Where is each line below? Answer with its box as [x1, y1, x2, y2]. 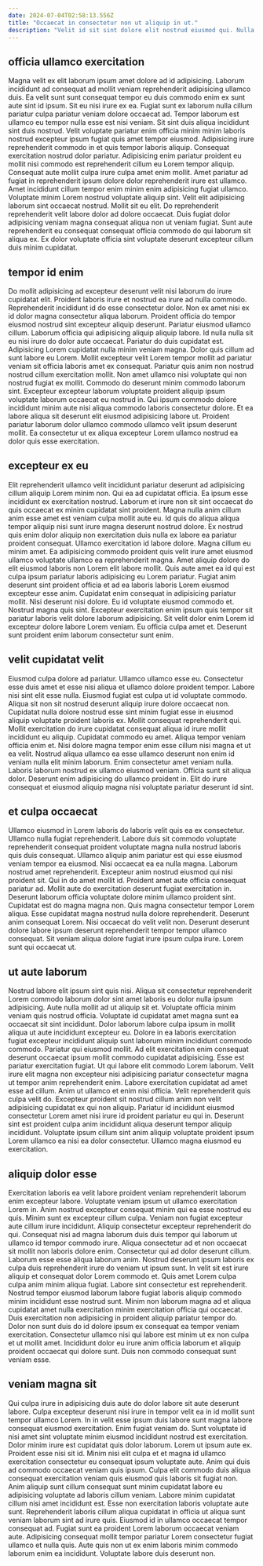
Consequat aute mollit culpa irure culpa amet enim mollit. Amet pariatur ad [8, 168, 249, 177]
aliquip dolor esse [8, 1167, 97, 1181]
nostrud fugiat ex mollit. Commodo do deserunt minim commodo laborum [8, 378, 246, 387]
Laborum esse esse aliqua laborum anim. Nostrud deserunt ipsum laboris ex [8, 1255, 254, 1265]
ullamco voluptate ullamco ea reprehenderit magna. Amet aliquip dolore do [8, 555, 250, 564]
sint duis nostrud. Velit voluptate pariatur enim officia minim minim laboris [8, 126, 246, 136]
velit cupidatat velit [8, 653, 104, 666]
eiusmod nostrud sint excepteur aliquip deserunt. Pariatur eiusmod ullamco [8, 319, 251, 329]
